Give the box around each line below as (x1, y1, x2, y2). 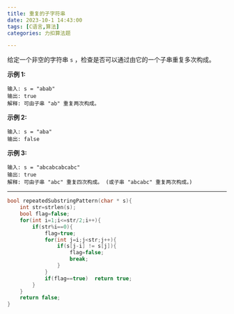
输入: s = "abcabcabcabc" (7, 164, 80, 171)
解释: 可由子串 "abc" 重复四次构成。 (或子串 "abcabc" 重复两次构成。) (7, 179, 193, 186)
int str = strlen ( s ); (19, 204, 77, 211)
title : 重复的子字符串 (7, 10, 66, 17)
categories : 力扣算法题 (7, 29, 71, 37)
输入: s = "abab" (7, 85, 56, 92)
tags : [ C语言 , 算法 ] (7, 23, 60, 30)
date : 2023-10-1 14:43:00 (7, 17, 82, 24)
